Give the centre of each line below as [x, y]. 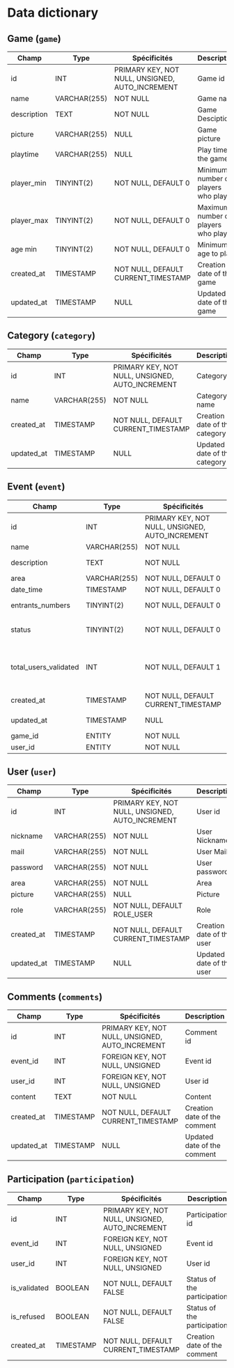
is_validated [30, 1288]
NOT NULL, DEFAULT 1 [183, 667]
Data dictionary [53, 13]
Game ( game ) [34, 39]
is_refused [28, 1316]
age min [24, 249]
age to [208, 254]
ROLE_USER [133, 915]
